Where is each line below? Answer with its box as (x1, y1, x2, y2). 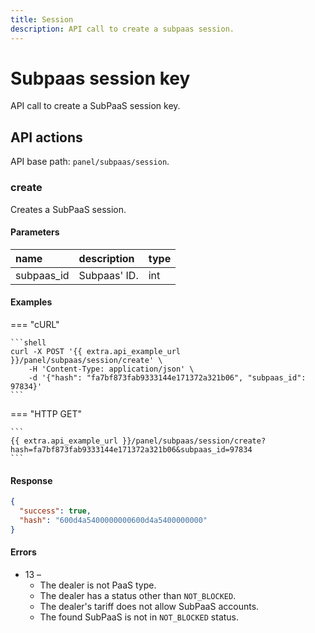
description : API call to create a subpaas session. (10, 24, 235, 34)
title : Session (10, 14, 74, 25)
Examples (10, 296, 53, 308)
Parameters (10, 226, 60, 238)
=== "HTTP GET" (10, 407, 83, 420)
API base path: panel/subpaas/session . (10, 156, 170, 168)
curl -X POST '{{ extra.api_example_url (10, 346, 182, 356)
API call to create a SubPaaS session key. (10, 100, 181, 112)
